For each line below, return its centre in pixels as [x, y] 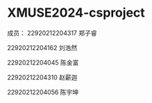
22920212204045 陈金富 [43, 62]
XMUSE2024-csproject [76, 13]
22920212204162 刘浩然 [42, 47]
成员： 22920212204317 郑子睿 [52, 33]
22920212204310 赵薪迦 [42, 77]
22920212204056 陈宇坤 [43, 92]
